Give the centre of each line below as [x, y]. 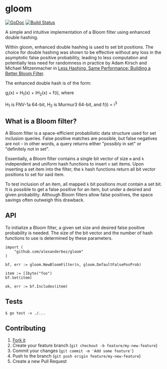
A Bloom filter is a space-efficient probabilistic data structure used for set [81, 133]
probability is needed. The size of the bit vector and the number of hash [79, 233]
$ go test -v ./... [25, 313]
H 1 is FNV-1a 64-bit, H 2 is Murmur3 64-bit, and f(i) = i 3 [61, 104]
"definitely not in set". [27, 149]
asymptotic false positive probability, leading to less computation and [76, 57]
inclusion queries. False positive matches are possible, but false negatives [81, 138]
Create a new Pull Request [40, 362]
